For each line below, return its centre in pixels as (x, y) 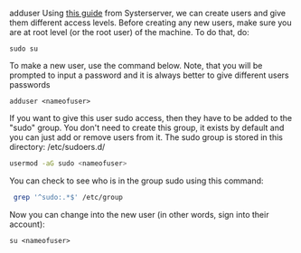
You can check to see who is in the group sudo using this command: (136, 181)
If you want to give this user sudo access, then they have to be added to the (150, 118)
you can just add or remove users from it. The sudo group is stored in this (146, 137)
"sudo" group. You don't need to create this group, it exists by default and (147, 127)
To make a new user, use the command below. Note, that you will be (136, 66)
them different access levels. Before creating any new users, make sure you (150, 23)
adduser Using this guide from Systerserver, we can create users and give (148, 13)
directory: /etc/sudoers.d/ (57, 147)
